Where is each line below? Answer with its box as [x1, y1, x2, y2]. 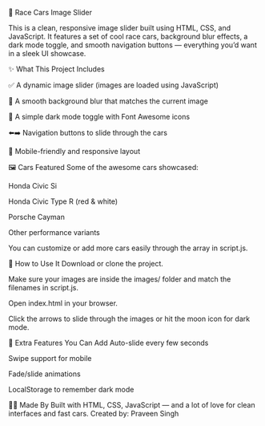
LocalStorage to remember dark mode [8, 385, 135, 394]
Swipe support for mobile [8, 354, 92, 363]
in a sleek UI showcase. [8, 49, 86, 58]
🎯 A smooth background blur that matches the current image [8, 96, 208, 106]
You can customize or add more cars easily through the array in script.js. [8, 243, 248, 253]
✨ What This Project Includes [8, 64, 106, 74]
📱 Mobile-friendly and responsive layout [8, 147, 141, 156]
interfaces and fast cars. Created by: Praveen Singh [8, 409, 179, 418]
